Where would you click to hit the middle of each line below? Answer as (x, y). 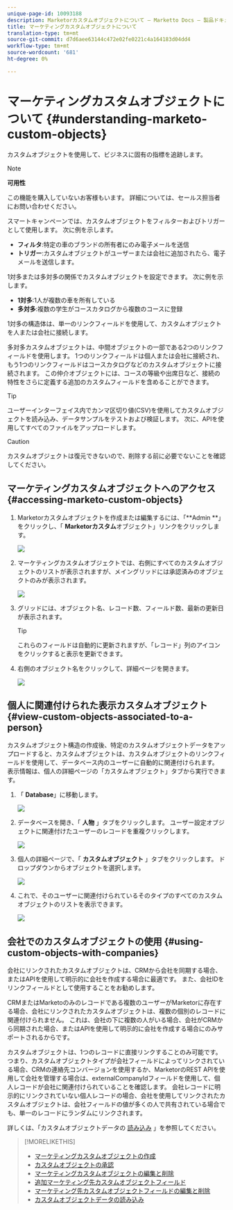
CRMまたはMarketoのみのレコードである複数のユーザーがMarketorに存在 (112, 1003)
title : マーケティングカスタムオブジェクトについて (72, 26)
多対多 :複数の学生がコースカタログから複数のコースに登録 (100, 309)
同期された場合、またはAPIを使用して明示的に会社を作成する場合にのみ (115, 1029)
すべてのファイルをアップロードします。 (83, 427)
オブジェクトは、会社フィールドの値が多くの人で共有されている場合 (122, 1104)
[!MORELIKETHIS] (50, 1142)
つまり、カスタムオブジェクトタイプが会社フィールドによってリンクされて (113, 1061)
